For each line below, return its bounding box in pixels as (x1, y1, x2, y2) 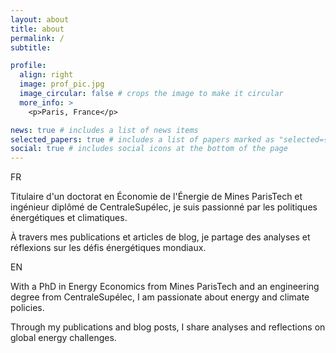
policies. (10, 302, 45, 314)
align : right (19, 70, 74, 80)
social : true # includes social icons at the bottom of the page (10, 144, 288, 154)
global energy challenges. (10, 332, 117, 344)
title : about (10, 24, 65, 34)
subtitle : (10, 42, 52, 53)
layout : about (10, 14, 70, 25)
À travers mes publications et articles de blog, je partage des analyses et (10, 231, 311, 243)
